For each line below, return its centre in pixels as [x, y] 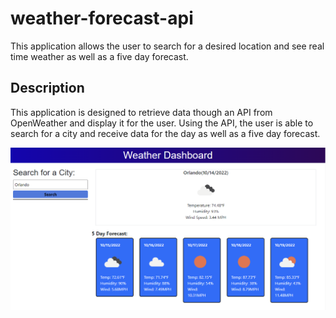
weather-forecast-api [102, 18]
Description [47, 88]
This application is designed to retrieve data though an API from [141, 112]
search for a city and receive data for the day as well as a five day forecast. [165, 133]
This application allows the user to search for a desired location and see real [167, 46]
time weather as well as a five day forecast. [99, 56]
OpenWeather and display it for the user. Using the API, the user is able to [162, 123]
